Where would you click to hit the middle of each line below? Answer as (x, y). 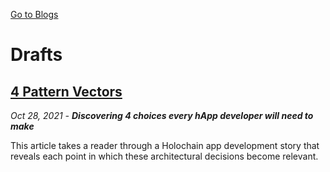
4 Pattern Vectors (66, 91)
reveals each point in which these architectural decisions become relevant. (164, 156)
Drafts (36, 55)
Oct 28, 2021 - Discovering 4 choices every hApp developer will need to (162, 115)
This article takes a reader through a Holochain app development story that (165, 145)
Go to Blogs (34, 14)
